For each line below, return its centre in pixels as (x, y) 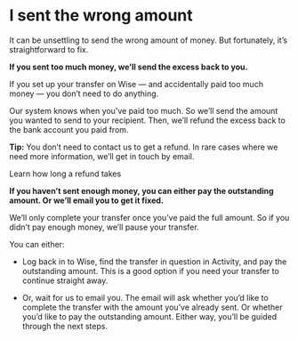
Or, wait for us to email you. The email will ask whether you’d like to (145, 297)
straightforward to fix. (49, 49)
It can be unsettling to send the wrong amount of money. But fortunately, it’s (148, 40)
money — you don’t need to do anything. (84, 93)
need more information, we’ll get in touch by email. (102, 156)
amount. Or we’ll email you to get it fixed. (87, 200)
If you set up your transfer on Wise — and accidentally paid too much (137, 84)
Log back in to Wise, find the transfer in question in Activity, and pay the (154, 261)
